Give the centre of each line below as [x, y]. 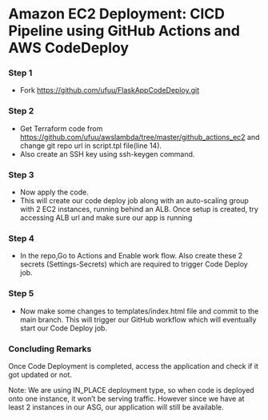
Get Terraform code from [61, 128]
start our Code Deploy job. [64, 328]
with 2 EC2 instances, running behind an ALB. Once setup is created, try [139, 210]
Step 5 [21, 294]
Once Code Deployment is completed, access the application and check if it [133, 366]
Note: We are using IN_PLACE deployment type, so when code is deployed [131, 390]
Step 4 [21, 238]
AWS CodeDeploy [69, 48]
